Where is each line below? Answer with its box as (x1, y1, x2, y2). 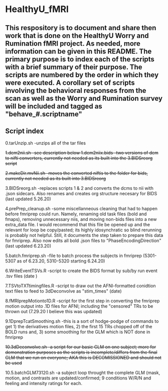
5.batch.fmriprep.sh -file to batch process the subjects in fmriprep (5, 252, 142, 259)
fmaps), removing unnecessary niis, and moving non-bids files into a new (5, 216, 157, 222)
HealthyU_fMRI (5, 4, 69, 15)
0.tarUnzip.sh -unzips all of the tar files (5, 140, 86, 146)
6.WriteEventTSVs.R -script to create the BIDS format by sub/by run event (5, 268, 158, 274)
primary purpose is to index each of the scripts (5, 55, 154, 63)
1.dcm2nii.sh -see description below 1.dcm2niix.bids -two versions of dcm (5, 150, 159, 156)
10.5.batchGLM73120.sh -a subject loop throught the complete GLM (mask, (5, 370, 160, 376)
